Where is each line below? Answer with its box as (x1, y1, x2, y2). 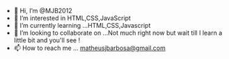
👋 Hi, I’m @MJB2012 (13, 7, 72, 15)
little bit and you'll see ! (13, 36, 81, 44)
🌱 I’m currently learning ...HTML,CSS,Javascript (13, 22, 151, 29)
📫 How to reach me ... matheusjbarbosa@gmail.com (13, 44, 166, 52)
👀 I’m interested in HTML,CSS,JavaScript (13, 14, 131, 22)
